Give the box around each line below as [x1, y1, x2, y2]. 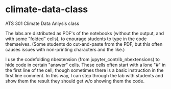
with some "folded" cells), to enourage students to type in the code [5, 36, 147, 42]
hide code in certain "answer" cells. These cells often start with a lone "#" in [5, 62, 166, 68]
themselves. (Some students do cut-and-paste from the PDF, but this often [5, 41, 163, 47]
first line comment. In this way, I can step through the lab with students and [5, 72, 163, 78]
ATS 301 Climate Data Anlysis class [5, 20, 80, 26]
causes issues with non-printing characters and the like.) [5, 46, 125, 52]
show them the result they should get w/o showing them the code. [5, 78, 145, 84]
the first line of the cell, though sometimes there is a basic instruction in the [5, 67, 164, 73]
